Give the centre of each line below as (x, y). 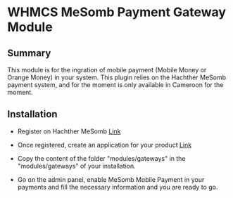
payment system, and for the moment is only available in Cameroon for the (115, 85)
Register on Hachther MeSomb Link (69, 131)
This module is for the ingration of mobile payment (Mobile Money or (107, 70)
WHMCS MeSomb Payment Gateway (117, 12)
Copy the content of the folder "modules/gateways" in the (101, 158)
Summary (29, 53)
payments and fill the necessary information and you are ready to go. (118, 187)
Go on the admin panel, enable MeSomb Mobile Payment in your (111, 179)
